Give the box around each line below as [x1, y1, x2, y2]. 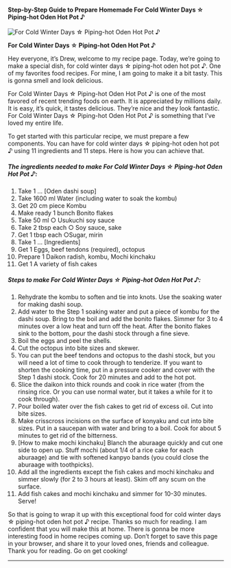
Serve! [17, 497, 37, 506]
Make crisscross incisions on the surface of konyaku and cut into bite [17, 417, 215, 425]
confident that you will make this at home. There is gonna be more [8, 525, 195, 533]
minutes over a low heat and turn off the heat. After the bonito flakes [17, 322, 211, 331]
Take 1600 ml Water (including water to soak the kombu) [17, 194, 178, 202]
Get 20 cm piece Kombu [17, 202, 87, 210]
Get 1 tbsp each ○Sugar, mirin [17, 230, 104, 239]
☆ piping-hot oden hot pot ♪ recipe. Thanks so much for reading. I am [8, 518, 208, 526]
